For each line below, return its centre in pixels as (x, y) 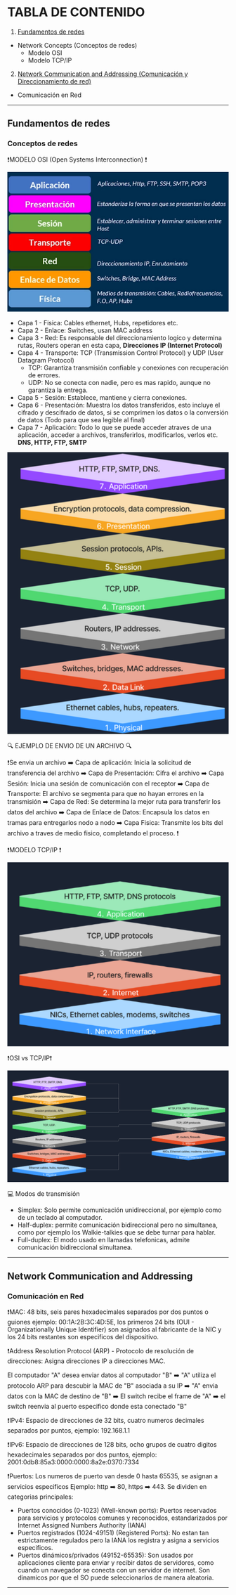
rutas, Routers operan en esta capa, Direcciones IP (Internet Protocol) (120, 346)
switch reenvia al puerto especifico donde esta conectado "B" (97, 1407)
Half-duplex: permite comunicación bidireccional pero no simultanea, (117, 1225)
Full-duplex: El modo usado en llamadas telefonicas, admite (104, 1240)
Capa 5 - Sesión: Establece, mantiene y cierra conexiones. (102, 398)
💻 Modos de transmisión (44, 1194)
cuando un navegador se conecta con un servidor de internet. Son (114, 1570)
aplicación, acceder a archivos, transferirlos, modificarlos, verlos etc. (118, 435)
